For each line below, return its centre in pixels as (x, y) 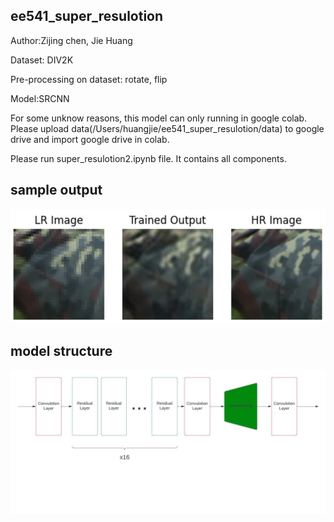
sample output (56, 190)
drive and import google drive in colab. (90, 139)
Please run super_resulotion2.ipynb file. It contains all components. (148, 158)
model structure (61, 351)
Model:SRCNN (40, 98)
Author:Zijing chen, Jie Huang (71, 40)
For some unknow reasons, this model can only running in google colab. (159, 118)
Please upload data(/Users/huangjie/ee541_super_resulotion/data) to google (167, 128)
